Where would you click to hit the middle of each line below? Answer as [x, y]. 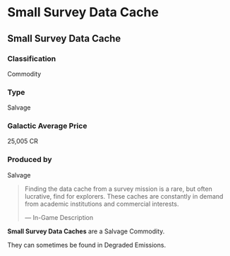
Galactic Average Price [47, 126]
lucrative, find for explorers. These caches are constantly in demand [124, 196]
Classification [32, 59]
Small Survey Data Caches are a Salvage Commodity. [86, 231]
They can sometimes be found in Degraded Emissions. [87, 245]
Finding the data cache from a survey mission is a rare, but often [119, 189]
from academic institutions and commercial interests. [102, 204]
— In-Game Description [59, 217]
